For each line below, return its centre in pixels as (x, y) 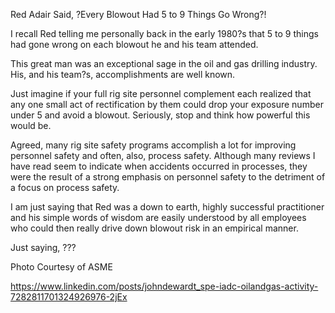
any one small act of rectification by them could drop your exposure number (167, 104)
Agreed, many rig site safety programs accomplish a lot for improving (153, 145)
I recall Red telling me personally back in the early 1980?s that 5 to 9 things (164, 33)
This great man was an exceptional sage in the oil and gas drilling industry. (164, 63)
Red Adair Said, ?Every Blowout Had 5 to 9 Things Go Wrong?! (138, 14)
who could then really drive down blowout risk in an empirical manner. (154, 228)
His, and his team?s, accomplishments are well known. (123, 74)
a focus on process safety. (65, 187)
